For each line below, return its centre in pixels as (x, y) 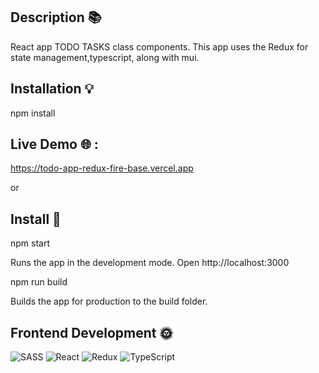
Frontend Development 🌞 (91, 332)
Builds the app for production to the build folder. (109, 301)
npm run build (39, 282)
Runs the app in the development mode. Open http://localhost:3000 (150, 263)
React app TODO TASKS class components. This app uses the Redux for (159, 46)
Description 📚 (56, 17)
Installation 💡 (52, 89)
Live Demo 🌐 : (54, 144)
